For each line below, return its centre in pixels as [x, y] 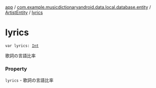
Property [16, 69]
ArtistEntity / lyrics [24, 12]
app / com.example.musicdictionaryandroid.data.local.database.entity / [78, 7]
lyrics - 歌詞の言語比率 [29, 80]
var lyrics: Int [22, 46]
